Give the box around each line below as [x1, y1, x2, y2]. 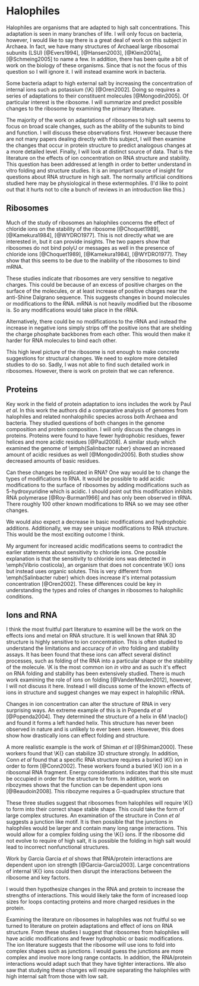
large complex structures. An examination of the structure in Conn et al [6, 812, 180, 819]
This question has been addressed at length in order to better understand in [6, 161, 192, 168]
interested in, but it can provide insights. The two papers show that [6, 238, 170, 245]
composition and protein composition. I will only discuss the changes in [6, 425, 181, 432]
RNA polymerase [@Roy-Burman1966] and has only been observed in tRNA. [6, 494, 192, 501]
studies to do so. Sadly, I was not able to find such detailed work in [6, 361, 170, 368]
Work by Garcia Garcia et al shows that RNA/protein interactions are [6, 855, 173, 862]
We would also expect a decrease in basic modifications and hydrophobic [6, 518, 187, 525]
